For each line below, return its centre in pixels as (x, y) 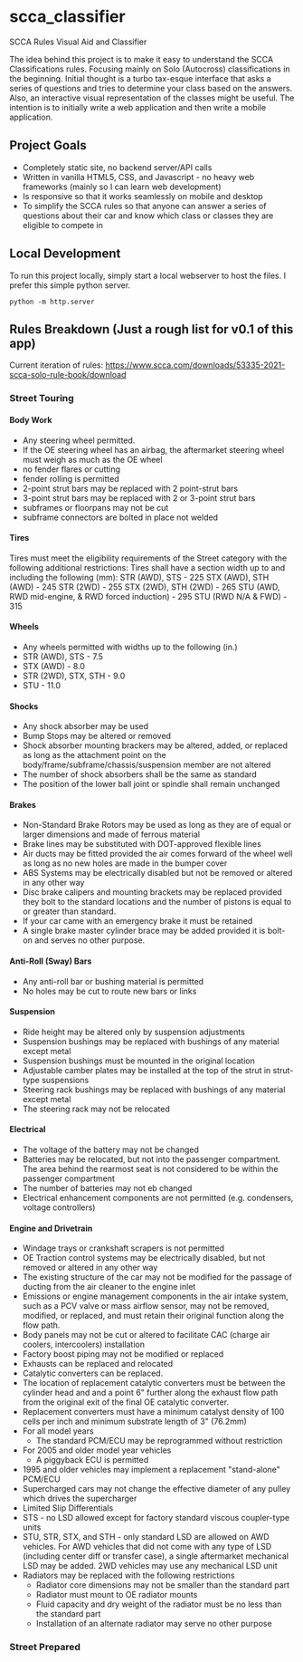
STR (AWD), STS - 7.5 (63, 656)
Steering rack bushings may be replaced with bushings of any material (154, 1090)
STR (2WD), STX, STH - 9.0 (74, 676)
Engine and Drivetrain (51, 1228)
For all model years (58, 1431)
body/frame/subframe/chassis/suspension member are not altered (147, 765)
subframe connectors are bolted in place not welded (120, 517)
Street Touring (42, 399)
